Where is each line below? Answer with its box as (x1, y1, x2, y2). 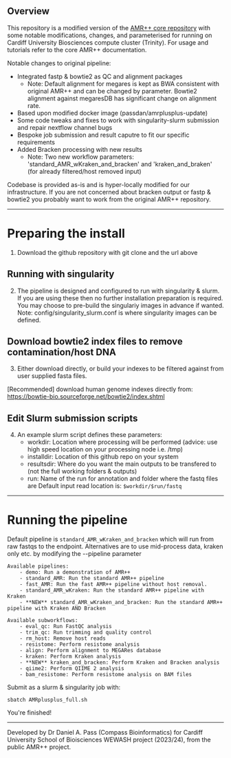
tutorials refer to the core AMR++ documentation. (7, 45, 147, 54)
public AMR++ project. (7, 743, 71, 751)
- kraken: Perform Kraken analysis (19, 653, 122, 660)
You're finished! (7, 709, 52, 717)
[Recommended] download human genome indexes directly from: (7, 385, 193, 394)
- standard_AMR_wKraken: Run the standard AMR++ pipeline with (19, 587, 205, 594)
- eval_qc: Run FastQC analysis (19, 623, 112, 630)
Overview (7, 5, 50, 17)
